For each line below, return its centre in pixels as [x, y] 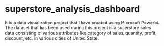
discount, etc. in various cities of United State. [52, 38]
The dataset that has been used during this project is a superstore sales [78, 27]
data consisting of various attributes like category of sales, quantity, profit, [81, 33]
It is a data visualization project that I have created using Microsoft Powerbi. [82, 23]
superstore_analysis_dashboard [73, 9]
